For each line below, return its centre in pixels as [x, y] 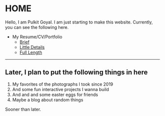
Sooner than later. [23, 109]
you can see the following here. [37, 27]
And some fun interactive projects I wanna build [61, 89]
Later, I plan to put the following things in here [77, 72]
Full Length [31, 52]
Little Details [32, 47]
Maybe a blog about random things [48, 100]
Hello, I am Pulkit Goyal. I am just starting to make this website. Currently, [79, 22]
